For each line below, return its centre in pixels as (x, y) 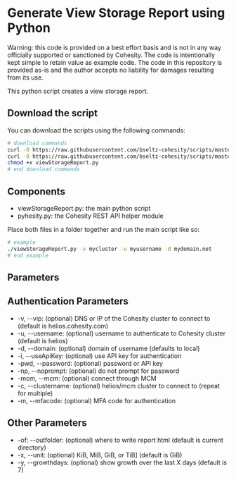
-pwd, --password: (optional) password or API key (90, 363)
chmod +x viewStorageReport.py (53, 163)
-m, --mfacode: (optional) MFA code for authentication (97, 400)
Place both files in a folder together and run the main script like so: (104, 229)
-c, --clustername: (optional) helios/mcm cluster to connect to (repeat (118, 386)
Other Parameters (47, 423)
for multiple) (35, 393)
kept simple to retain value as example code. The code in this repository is (115, 62)
